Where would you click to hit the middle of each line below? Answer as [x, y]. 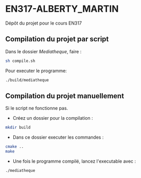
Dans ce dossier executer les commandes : [58, 137]
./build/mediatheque [27, 80]
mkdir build [18, 128]
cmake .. [15, 147]
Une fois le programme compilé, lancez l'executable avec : [74, 161]
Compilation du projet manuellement [65, 96]
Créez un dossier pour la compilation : [53, 118]
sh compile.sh [20, 61]
